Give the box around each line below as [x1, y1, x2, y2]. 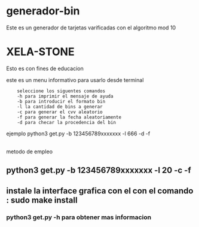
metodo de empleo [6, 148, 53, 155]
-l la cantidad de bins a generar [17, 104, 103, 110]
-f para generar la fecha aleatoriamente [17, 114, 121, 120]
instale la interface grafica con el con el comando [6, 186, 194, 196]
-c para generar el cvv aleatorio [17, 109, 103, 115]
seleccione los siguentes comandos [17, 88, 106, 94]
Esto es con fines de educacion [6, 65, 84, 72]
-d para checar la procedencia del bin [17, 119, 117, 125]
